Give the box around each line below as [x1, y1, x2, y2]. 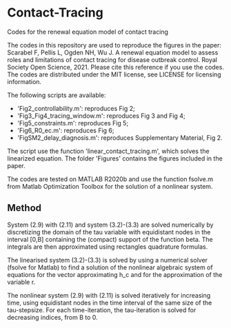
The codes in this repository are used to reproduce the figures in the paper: [7, 41, 222, 49]
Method [7, 202, 42, 214]
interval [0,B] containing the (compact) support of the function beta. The [7, 235, 214, 243]
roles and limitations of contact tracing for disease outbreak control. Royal [7, 55, 217, 63]
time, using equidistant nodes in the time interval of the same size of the [7, 298, 212, 307]
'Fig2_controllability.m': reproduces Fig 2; [17, 104, 136, 112]
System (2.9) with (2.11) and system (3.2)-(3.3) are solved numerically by [7, 221, 214, 229]
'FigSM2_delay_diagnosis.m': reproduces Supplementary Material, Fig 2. [17, 133, 223, 142]
